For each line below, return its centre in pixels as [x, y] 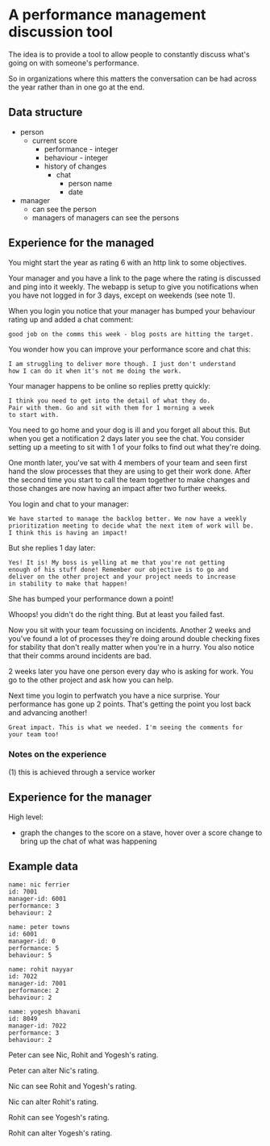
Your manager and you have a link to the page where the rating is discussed [135, 278]
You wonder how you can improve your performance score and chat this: [130, 349]
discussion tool [60, 32]
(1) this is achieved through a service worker [82, 772]
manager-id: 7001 [37, 984]
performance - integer [81, 149]
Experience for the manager [80, 797]
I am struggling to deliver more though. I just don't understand [122, 364]
